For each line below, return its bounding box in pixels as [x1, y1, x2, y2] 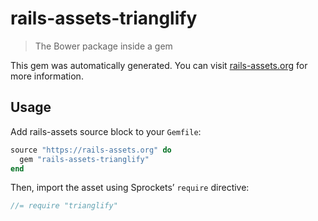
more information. [10, 70, 84, 82]
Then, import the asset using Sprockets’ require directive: [10, 182, 250, 194]
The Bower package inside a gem [34, 40, 173, 52]
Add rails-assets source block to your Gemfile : [10, 125, 202, 137]
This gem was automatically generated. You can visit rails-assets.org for [10, 59, 308, 71]
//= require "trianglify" [10, 201, 118, 211]
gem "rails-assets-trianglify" [19, 154, 150, 164]
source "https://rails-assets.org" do [10, 145, 172, 155]
